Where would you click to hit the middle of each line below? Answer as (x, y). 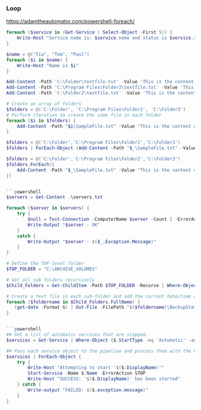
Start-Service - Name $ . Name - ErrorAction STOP (87, 373)
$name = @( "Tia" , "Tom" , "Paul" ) (48, 54)
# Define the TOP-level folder (45, 264)
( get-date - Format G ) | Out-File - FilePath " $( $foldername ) (91, 307)
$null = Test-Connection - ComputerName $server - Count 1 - (103, 219)
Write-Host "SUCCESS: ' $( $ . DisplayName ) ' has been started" (104, 379)
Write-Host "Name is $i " (48, 65)
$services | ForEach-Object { (44, 357)
